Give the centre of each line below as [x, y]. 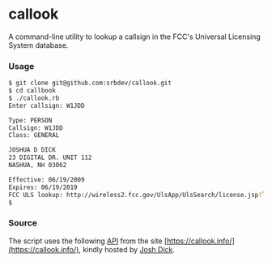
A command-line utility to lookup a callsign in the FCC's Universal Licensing [134, 37]
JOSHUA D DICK [32, 150]
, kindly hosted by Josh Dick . [127, 249]
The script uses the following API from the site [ [88, 241]
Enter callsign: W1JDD [47, 105]
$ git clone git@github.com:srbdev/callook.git [90, 83]
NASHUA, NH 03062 [38, 165]
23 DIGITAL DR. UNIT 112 [50, 158]
